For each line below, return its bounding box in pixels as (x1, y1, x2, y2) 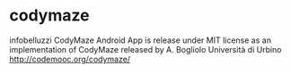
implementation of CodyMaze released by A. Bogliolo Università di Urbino (9, 44, 282, 54)
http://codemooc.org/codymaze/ (9, 53, 131, 64)
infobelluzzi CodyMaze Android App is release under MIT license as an (9, 35, 272, 45)
